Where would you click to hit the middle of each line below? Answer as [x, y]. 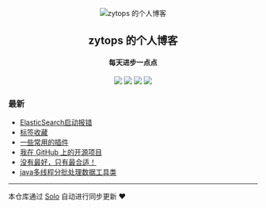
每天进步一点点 [133, 62]
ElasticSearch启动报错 [56, 122]
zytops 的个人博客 [133, 41]
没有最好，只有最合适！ [58, 162]
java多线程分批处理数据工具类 [68, 171]
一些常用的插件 [44, 142]
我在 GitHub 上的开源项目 [61, 152]
